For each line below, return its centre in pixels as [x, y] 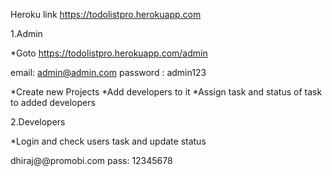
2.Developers [38, 122]
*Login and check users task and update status [108, 141]
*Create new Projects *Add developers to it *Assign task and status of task [166, 92]
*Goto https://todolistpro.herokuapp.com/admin [109, 53]
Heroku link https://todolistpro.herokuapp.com [106, 14]
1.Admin [26, 33]
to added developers [53, 102]
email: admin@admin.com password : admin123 [108, 72]
